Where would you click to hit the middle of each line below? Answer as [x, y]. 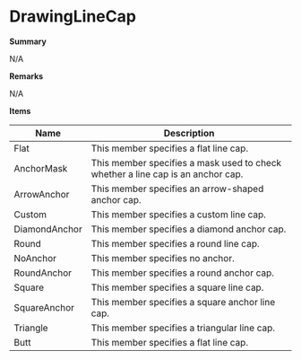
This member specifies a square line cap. [177, 287]
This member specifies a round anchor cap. [183, 273]
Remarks [26, 76]
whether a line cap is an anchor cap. [167, 174]
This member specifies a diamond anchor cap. [189, 229]
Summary [28, 41]
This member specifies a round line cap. [175, 243]
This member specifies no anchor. [163, 258]
